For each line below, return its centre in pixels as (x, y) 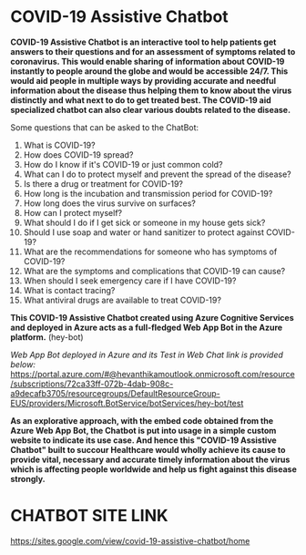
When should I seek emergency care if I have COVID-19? (130, 281)
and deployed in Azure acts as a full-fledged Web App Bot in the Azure (147, 327)
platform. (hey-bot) (47, 337)
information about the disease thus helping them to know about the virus (151, 90)
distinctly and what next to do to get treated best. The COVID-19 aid (141, 100)
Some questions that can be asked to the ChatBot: (105, 127)
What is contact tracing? (69, 290)
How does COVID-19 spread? (78, 154)
